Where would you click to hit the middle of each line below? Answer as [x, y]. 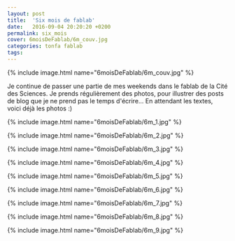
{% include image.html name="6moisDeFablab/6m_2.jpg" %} [95, 135]
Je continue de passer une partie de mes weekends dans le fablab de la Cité [117, 86]
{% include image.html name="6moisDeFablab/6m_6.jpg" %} [95, 189]
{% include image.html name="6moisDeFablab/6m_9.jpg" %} [95, 230]
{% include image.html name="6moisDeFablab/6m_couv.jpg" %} [101, 72]
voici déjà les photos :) [40, 108]
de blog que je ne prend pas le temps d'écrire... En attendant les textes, [110, 101]
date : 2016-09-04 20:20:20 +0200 [59, 27]
